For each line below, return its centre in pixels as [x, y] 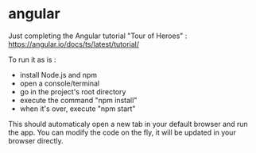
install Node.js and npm [58, 75]
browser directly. [36, 140]
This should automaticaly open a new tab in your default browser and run [128, 124]
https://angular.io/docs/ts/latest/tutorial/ [74, 44]
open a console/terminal [60, 83]
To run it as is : [32, 59]
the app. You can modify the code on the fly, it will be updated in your [122, 132]
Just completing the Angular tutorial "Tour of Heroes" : [98, 36]
